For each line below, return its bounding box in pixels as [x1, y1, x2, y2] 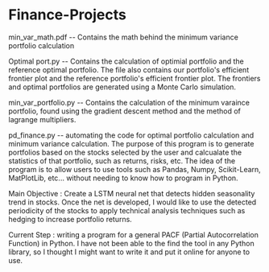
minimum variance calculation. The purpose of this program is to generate [8, 138, 255, 148]
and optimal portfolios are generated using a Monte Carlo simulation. [8, 82, 236, 92]
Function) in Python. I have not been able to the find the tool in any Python [8, 238, 255, 248]
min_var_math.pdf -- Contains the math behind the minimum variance [8, 32, 239, 42]
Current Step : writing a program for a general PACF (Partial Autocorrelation [8, 229, 259, 239]
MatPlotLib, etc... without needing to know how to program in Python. [8, 173, 239, 183]
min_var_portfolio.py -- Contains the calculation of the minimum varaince [8, 97, 250, 107]
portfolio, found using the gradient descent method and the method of [8, 106, 242, 116]
